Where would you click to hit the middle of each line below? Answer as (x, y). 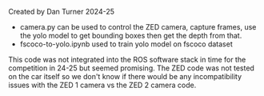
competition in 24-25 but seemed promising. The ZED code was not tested (131, 68)
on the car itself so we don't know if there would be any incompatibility (125, 76)
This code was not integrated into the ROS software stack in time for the (127, 60)
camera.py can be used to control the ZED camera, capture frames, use (138, 27)
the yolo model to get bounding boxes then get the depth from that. (131, 36)
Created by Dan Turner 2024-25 (61, 12)
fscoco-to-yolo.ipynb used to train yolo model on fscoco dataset (126, 44)
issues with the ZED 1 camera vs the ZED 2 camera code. (102, 85)
